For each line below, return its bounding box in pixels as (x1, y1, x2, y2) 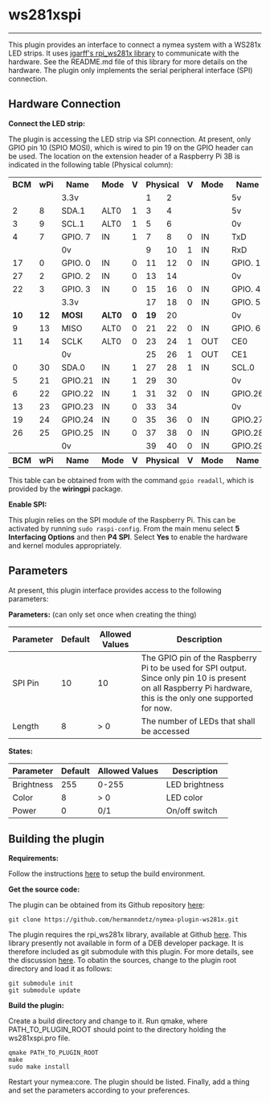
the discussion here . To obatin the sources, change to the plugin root (8, 955, 237, 966)
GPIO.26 (231, 387, 264, 399)
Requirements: (8, 854, 59, 863)
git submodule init (8, 979, 74, 988)
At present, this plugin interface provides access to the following (8, 585, 223, 595)
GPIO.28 (231, 427, 264, 438)
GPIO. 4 (231, 283, 261, 294)
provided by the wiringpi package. (8, 484, 123, 494)
